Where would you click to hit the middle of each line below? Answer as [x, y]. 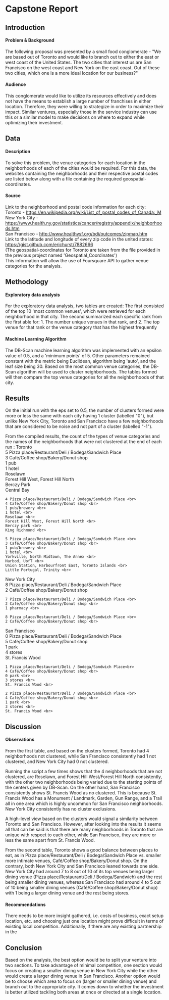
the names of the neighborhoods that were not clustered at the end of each [83, 442]
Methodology [27, 282]
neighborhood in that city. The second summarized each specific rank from [84, 317]
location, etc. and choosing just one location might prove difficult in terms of [84, 921]
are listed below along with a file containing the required [64, 179]
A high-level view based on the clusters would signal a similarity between [81, 819]
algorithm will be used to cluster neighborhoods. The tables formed [87, 371]
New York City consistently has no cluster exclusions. [61, 808]
